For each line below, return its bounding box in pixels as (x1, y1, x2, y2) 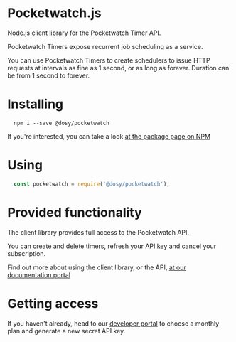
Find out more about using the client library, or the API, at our (7, 263, 187, 272)
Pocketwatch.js (7, 5, 102, 21)
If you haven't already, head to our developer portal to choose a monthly (7, 319, 220, 328)
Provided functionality (7, 204, 142, 220)
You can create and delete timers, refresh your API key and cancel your (7, 242, 217, 250)
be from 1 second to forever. (7, 71, 90, 80)
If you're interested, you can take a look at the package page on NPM (7, 132, 211, 140)
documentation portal (7, 270, 71, 279)
